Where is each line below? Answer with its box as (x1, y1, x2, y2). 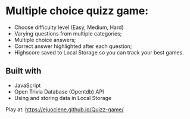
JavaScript (14, 82, 41, 89)
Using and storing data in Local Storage (14, 94, 112, 101)
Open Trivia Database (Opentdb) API (14, 88, 104, 95)
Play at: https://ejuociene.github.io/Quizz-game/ (5, 105, 124, 113)
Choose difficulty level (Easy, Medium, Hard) (14, 24, 124, 31)
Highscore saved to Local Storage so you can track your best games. (14, 49, 184, 56)
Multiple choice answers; (14, 36, 76, 43)
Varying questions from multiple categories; (14, 30, 122, 37)
